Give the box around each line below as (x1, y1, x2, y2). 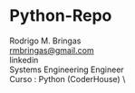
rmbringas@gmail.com (9, 44, 94, 55)
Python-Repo (9, 5, 112, 26)
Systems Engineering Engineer (9, 64, 124, 75)
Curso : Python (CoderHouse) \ (9, 73, 126, 84)
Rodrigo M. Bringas (9, 35, 82, 46)
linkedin (9, 54, 39, 65)
